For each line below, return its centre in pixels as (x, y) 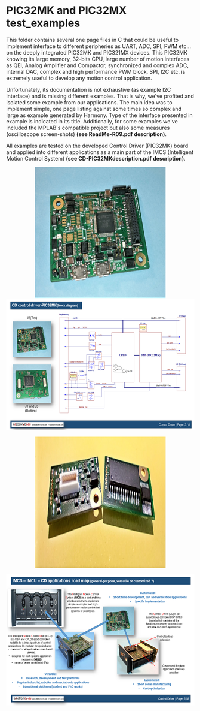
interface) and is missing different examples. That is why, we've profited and (100, 96)
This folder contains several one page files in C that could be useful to (93, 40)
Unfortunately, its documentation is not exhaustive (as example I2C (89, 89)
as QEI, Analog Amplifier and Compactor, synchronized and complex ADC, (98, 65)
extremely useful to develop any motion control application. (79, 78)
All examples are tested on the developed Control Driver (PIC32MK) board (97, 146)
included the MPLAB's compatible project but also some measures (88, 128)
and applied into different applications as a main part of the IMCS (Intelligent (100, 152)
